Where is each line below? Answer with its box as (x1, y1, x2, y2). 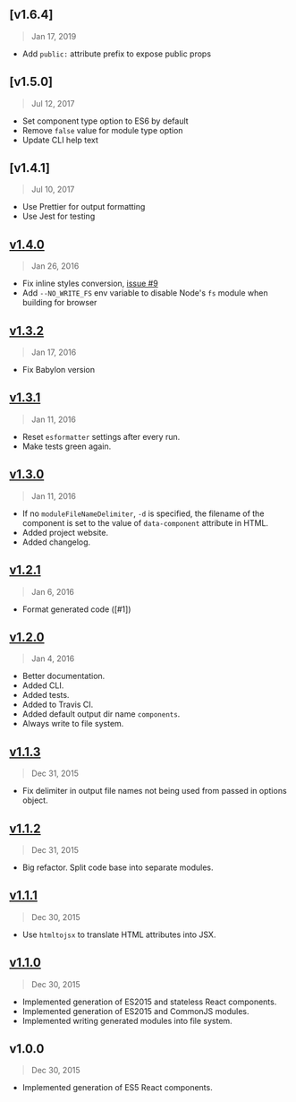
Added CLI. (21, 680, 64, 691)
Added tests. (21, 690, 70, 701)
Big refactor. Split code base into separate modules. (21, 862, 214, 873)
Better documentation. (21, 671, 106, 682)
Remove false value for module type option (21, 125, 183, 135)
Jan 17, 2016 (30, 347, 77, 357)
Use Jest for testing (21, 211, 96, 222)
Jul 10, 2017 (30, 184, 75, 195)
